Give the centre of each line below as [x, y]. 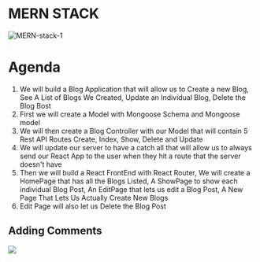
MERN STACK [54, 14]
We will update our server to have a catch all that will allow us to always [136, 147]
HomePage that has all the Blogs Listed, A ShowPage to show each [128, 181]
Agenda [34, 67]
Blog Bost [35, 105]
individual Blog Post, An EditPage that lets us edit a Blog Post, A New [131, 189]
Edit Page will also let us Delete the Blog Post [93, 206]
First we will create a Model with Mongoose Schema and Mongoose [130, 114]
